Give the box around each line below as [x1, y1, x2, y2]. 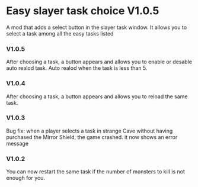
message [6, 140, 28, 147]
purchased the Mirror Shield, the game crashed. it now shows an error [6, 133, 178, 140]
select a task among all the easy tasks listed [6, 30, 114, 37]
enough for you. [6, 175, 46, 182]
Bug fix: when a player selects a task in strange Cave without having [6, 127, 173, 134]
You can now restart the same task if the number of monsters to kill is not [6, 168, 186, 175]
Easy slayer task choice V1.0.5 [6, 4, 159, 18]
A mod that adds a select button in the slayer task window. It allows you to [6, 24, 187, 31]
